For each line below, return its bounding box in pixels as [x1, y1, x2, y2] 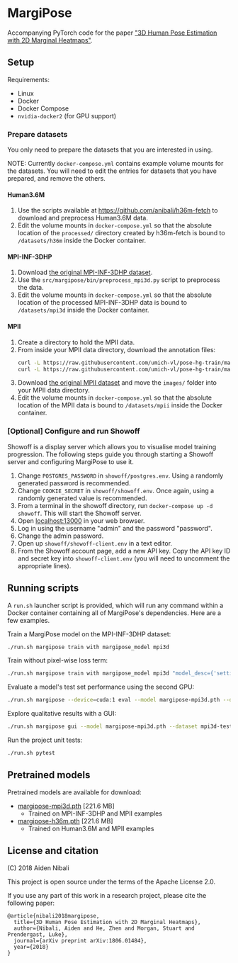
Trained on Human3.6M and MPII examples [28, 824, 154, 833]
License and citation [7, 845, 99, 857]
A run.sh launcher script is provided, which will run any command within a [7, 601, 224, 609]
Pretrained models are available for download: [7, 788, 142, 796]
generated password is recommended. [17, 478, 131, 487]
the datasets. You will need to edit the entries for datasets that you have [7, 167, 217, 175]
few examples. [7, 616, 50, 624]
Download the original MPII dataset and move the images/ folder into [17, 378, 217, 387]
